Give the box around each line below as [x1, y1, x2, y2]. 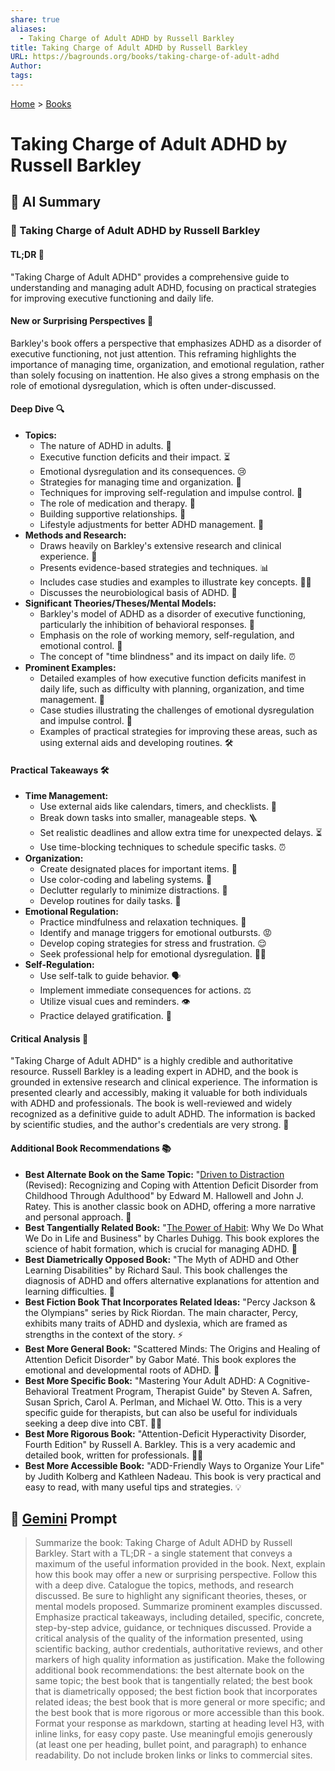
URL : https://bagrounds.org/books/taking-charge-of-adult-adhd [10, 52, 280, 62]
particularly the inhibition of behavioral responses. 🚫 [39, 618, 255, 630]
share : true [10, 14, 60, 25]
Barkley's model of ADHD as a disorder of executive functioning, [39, 607, 307, 620]
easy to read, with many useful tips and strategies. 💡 [24, 1481, 242, 1493]
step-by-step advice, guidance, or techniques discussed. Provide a [34, 1622, 312, 1634]
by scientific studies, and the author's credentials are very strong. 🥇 [10, 1119, 290, 1131]
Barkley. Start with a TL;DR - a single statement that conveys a [34, 1547, 293, 1560]
